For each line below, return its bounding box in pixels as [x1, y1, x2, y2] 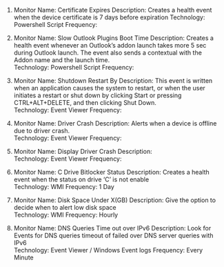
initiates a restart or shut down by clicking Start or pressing [13, 91, 182, 99]
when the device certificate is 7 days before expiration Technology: [13, 13, 205, 21]
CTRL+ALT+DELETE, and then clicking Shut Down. [13, 99, 156, 106]
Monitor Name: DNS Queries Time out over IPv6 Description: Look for [13, 224, 212, 232]
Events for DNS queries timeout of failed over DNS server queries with [13, 231, 214, 239]
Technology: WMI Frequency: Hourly [13, 210, 119, 219]
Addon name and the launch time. [13, 56, 110, 64]
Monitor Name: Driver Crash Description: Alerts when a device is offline [13, 119, 217, 127]
